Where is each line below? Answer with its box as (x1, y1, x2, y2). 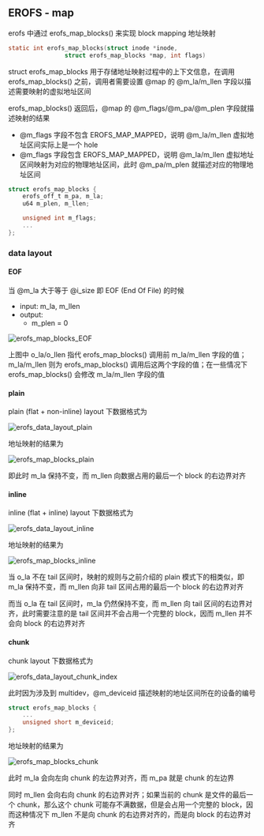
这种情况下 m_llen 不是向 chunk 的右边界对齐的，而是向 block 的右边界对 (14, 810, 251, 819)
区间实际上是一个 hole (26, 140, 99, 149)
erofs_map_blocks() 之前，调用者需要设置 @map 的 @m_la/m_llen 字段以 (8, 77, 245, 86)
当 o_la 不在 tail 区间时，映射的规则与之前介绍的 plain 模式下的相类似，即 (8, 572, 244, 582)
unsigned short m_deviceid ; (22, 718, 114, 726)
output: (19, 310, 43, 319)
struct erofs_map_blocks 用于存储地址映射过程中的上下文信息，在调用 (8, 66, 235, 76)
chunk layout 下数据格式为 (8, 656, 94, 665)
